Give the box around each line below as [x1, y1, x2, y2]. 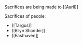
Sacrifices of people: [4, 13, 46, 19]
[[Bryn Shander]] [11, 28, 45, 33]
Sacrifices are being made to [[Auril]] [4, 4, 78, 10]
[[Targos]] [11, 22, 32, 28]
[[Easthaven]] [11, 33, 39, 38]
